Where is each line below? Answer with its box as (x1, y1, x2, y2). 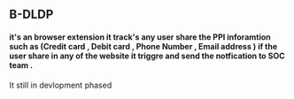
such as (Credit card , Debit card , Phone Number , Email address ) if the (9, 41, 278, 51)
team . (9, 59, 34, 70)
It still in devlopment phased (9, 80, 112, 90)
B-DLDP (9, 7, 54, 22)
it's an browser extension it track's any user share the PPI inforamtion (9, 31, 272, 42)
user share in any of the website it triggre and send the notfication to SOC (9, 50, 285, 61)
